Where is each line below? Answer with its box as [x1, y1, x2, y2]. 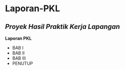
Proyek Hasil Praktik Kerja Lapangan [5, 23, 120, 31]
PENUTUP [12, 61, 33, 66]
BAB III [12, 55, 26, 61]
